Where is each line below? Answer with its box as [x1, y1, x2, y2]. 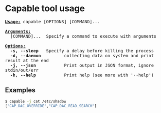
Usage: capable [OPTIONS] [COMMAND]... [5, 19, 100, 24]
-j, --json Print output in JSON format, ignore [10, 63, 154, 68]
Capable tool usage [5, 3, 85, 14]
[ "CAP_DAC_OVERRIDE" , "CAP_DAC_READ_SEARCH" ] [5, 103, 97, 108]
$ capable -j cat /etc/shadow [5, 99, 67, 104]
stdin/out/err [5, 67, 39, 73]
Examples [5, 86, 36, 95]
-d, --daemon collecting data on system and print [10, 53, 154, 58]
